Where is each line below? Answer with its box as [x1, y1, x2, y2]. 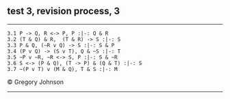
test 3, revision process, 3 [7, 5, 120, 17]
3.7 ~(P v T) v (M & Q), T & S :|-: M [7, 66, 118, 72]
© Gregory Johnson [7, 78, 64, 86]
